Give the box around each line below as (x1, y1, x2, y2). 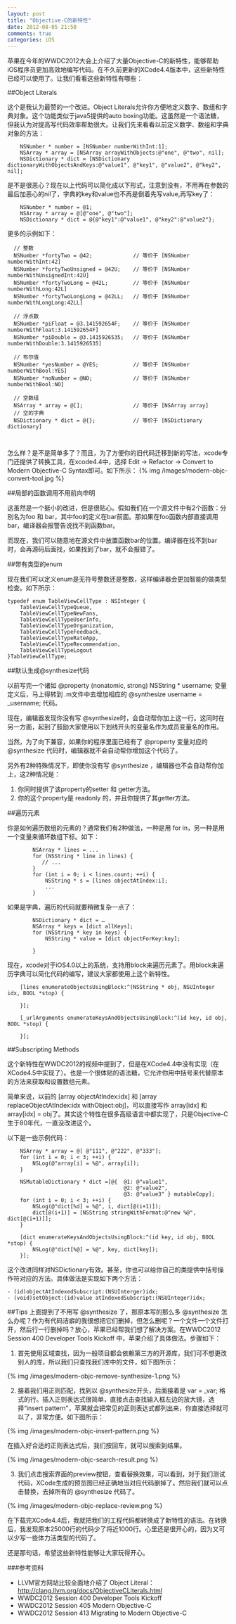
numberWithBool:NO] (7, 381, 65, 388)
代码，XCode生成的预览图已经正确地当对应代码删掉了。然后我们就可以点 (17, 1478, 228, 1488)
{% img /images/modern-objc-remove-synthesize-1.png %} (7, 1372, 181, 1381)
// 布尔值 (13, 354, 39, 361)
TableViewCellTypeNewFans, (20, 610, 99, 618)
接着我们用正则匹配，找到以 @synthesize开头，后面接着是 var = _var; (17, 1386, 218, 1395)
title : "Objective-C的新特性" (7, 17, 91, 24)
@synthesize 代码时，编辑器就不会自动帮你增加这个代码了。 (7, 746, 182, 755)
